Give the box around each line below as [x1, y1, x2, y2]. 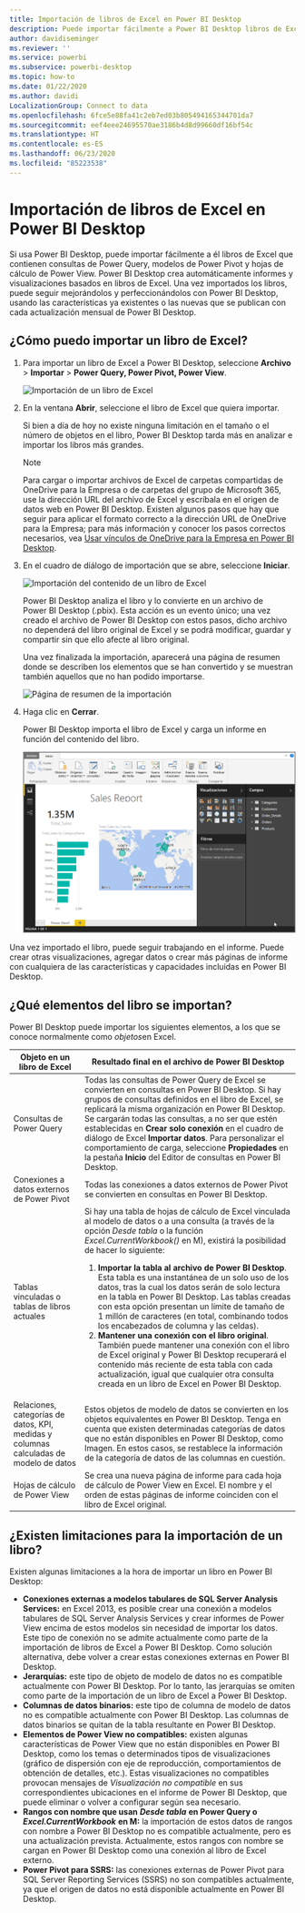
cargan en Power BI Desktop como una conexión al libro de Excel [22, 1845, 267, 1857]
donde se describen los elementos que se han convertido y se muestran [22, 661, 293, 672]
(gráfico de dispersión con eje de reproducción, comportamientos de [22, 1758, 281, 1769]
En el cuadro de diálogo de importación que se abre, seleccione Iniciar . [22, 560, 290, 571]
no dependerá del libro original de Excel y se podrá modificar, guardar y [22, 624, 291, 635]
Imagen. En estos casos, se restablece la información [84, 1443, 283, 1454]
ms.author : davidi [9, 91, 79, 100]
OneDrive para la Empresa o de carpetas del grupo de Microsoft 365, [22, 483, 281, 495]
